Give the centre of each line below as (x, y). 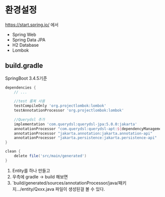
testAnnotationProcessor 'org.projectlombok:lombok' (69, 111)
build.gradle (24, 66)
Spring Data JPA (29, 39)
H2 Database (26, 45)
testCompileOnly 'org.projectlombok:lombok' (60, 106)
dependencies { (21, 87)
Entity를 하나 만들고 (31, 170)
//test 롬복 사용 (29, 101)
